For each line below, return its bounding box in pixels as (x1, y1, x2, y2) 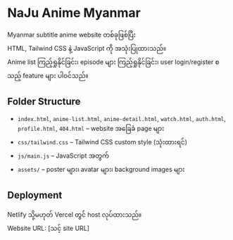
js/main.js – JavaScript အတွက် (17, 151, 109, 160)
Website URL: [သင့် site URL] (7, 224, 90, 232)
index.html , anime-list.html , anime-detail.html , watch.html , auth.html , (17, 114, 227, 122)
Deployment (7, 189, 63, 201)
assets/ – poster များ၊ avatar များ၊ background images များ (17, 165, 185, 173)
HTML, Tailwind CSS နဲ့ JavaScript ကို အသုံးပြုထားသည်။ (7, 44, 167, 52)
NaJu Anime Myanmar (7, 5, 141, 21)
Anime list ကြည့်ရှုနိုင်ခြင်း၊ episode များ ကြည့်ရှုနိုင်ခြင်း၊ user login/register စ (7, 58, 220, 66)
